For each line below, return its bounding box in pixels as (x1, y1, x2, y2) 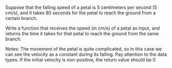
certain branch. (5, 15, 38, 21)
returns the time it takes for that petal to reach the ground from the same (5, 31, 159, 36)
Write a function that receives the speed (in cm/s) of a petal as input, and (5, 25, 160, 31)
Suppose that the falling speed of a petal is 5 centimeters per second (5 (5, 5, 158, 10)
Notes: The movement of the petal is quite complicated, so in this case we (5, 46, 162, 52)
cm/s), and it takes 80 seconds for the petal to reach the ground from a (5, 10, 156, 16)
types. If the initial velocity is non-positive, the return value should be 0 (5, 57, 156, 63)
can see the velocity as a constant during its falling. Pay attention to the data (5, 51, 167, 57)
